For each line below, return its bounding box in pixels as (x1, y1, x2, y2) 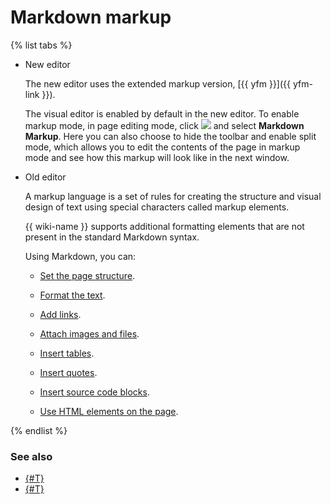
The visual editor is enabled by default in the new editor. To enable (24, 107, 300, 120)
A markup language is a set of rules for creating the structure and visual (24, 190, 322, 202)
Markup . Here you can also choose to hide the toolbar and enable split (24, 130, 317, 142)
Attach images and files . (39, 327, 140, 340)
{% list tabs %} (10, 39, 73, 51)
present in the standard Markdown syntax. (24, 231, 200, 243)
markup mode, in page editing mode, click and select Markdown (24, 119, 305, 131)
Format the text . (39, 289, 106, 301)
